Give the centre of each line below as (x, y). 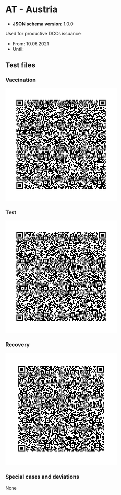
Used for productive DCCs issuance (43, 33)
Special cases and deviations (42, 477)
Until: (18, 49)
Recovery (17, 344)
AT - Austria (31, 9)
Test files (20, 65)
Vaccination (20, 80)
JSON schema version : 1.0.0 (43, 24)
